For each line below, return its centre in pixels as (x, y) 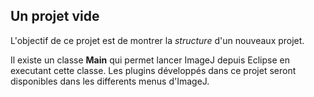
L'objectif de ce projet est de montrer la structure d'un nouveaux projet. (157, 40)
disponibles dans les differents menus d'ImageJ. (110, 81)
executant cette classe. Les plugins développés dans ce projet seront (153, 70)
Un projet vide (55, 16)
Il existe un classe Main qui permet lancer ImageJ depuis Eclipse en (150, 60)
